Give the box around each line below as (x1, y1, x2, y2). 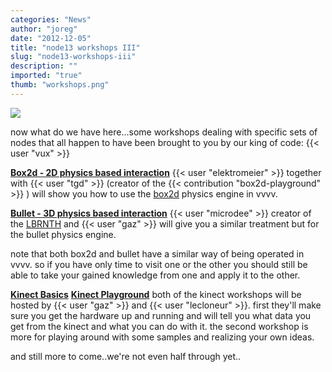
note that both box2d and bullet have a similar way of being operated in (10, 247, 305, 260)
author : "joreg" (10, 24, 78, 34)
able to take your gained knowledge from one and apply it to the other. (10, 269, 301, 281)
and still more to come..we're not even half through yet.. (10, 350, 242, 362)
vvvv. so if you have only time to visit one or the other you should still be (10, 258, 308, 270)
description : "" (10, 61, 78, 71)
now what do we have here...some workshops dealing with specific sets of (10, 126, 318, 138)
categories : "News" (10, 14, 92, 25)
